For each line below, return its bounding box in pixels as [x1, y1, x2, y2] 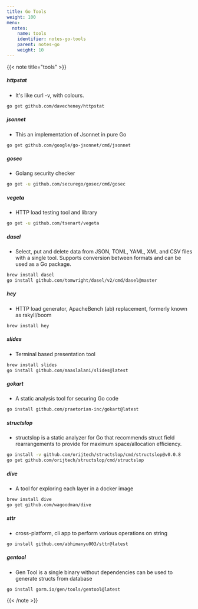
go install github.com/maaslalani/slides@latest [6, 367, 128, 373]
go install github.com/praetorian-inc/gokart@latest [6, 406, 139, 412]
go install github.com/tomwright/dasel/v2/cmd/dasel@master [6, 277, 158, 284]
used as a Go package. [15, 260, 71, 268]
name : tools [17, 31, 47, 37]
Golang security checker [15, 170, 75, 177]
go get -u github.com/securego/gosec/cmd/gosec [6, 181, 126, 187]
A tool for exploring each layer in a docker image [15, 485, 134, 492]
